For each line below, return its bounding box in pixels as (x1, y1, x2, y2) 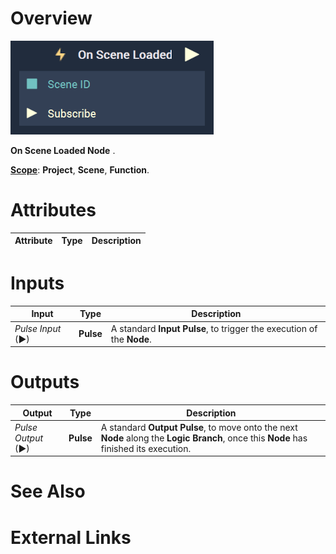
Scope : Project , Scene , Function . (10, 163, 150, 176)
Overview (10, 7, 93, 30)
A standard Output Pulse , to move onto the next (100, 421, 298, 433)
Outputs (10, 371, 80, 394)
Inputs (10, 272, 65, 295)
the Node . (110, 333, 152, 345)
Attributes (10, 199, 97, 222)
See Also (10, 480, 86, 503)
